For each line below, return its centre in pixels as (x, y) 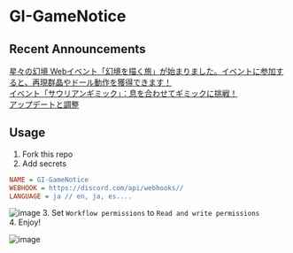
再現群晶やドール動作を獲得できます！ (102, 82)
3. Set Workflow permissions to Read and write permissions (151, 213)
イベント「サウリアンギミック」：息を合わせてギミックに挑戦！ (123, 93)
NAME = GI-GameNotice (49, 180)
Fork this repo (47, 154)
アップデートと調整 (44, 104)
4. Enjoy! (25, 222)
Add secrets (44, 163)
